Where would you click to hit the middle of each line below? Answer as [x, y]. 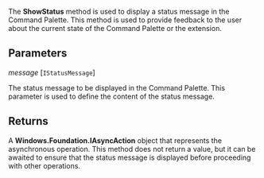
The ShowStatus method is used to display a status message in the [119, 12]
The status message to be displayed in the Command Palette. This [116, 87]
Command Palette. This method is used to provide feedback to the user [125, 20]
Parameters [38, 54]
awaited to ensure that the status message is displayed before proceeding [130, 157]
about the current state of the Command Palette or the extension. [115, 28]
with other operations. [45, 165]
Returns [29, 121]
